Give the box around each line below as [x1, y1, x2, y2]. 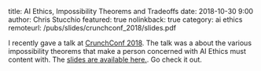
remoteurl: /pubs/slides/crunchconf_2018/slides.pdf [8, 23, 177, 32]
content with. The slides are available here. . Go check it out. [8, 55, 203, 64]
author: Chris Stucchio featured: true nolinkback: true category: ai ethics [8, 15, 243, 24]
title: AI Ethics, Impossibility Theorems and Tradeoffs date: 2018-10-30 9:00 [8, 7, 254, 16]
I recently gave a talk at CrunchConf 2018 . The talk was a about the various [8, 38, 252, 48]
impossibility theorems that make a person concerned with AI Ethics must [8, 47, 246, 55]
